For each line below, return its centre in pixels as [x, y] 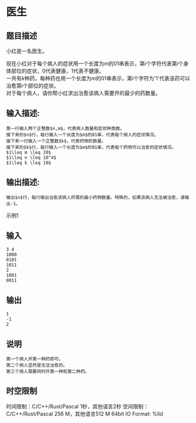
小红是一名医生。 [27, 51]
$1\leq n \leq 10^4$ [31, 158]
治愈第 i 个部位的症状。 [33, 86]
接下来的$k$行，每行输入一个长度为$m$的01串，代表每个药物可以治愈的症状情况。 [91, 147]
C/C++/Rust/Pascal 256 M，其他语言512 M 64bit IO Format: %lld [85, 414]
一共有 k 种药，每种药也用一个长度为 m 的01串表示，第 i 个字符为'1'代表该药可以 [98, 78]
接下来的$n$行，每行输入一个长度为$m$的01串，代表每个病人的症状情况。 [82, 135]
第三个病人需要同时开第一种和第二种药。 [48, 372]
